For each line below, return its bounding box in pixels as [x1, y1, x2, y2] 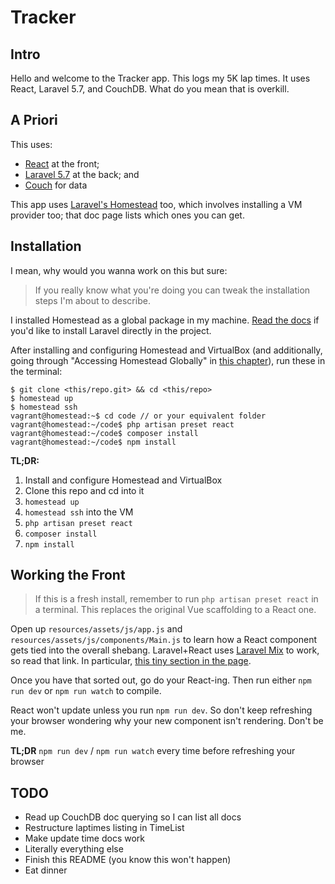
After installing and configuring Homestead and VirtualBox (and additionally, [10, 344, 323, 356]
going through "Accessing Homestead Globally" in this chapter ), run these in [10, 354, 326, 366]
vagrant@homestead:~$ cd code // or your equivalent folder [10, 411, 267, 421]
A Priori [10, 112, 58, 129]
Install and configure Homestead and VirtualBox [24, 474, 223, 486]
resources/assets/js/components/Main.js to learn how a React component [10, 634, 318, 646]
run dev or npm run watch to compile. [10, 685, 162, 697]
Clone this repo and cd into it [24, 484, 145, 496]
